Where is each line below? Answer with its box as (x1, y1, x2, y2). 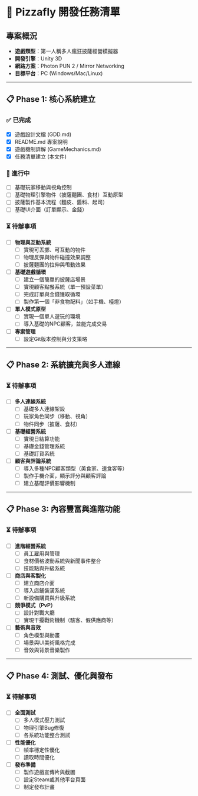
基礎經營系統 (14, 427, 46, 435)
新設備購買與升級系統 (23, 594, 75, 601)
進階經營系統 (14, 542, 46, 549)
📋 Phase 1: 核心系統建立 (6, 94, 96, 104)
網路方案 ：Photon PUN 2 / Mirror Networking (14, 63, 125, 69)
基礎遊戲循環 (14, 269, 46, 276)
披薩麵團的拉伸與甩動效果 (23, 261, 86, 268)
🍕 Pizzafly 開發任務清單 (6, 5, 121, 19)
